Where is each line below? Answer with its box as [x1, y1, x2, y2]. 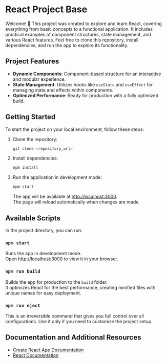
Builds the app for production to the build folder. [5, 279, 108, 285]
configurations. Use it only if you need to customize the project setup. [5, 318, 153, 324]
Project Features [5, 57, 59, 66]
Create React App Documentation [12, 347, 84, 353]
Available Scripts [5, 214, 60, 222]
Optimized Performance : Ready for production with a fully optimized [12, 92, 159, 98]
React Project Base [5, 4, 88, 15]
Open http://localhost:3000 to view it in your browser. [5, 256, 119, 262]
